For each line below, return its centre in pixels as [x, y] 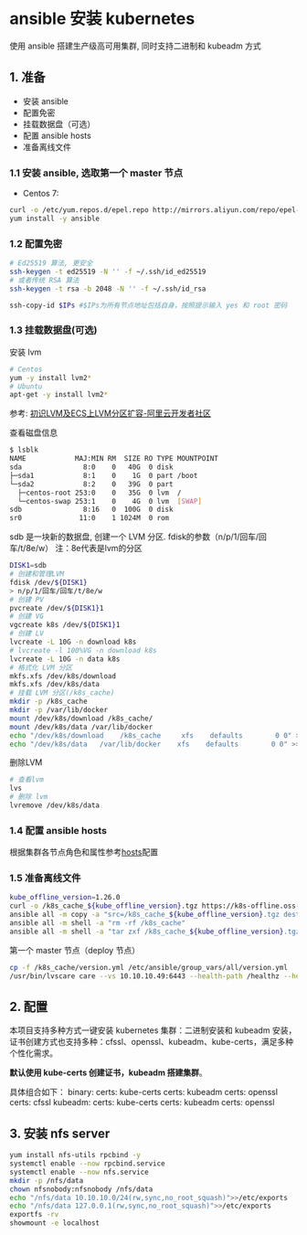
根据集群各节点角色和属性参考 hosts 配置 [84, 852]
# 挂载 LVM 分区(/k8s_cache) [62, 693]
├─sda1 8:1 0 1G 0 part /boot [104, 475]
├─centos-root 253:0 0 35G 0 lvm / [100, 493]
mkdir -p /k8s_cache [49, 702]
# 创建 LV [26, 633]
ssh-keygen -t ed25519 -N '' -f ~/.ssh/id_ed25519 [108, 271]
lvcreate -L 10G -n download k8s [73, 642]
